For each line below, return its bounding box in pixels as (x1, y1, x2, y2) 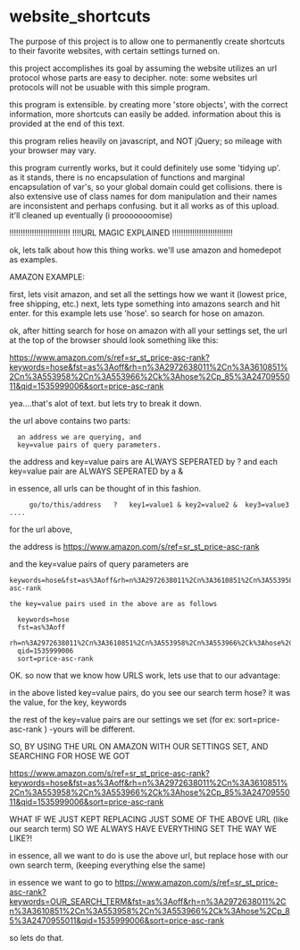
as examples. (9, 253, 58, 265)
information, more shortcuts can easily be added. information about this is (9, 108, 281, 119)
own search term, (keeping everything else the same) (9, 860, 206, 870)
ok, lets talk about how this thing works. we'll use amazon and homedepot (9, 244, 282, 255)
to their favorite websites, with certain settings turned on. (9, 45, 221, 56)
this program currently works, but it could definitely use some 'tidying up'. (9, 162, 281, 173)
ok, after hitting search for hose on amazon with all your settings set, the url (9, 325, 287, 336)
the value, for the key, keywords (9, 697, 127, 707)
